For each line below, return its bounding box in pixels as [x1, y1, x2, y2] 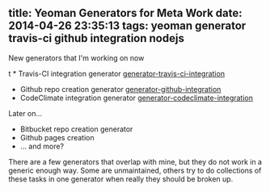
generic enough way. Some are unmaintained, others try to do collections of [8, 165, 262, 175]
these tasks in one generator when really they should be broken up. [8, 173, 234, 184]
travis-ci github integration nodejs [8, 31, 184, 45]
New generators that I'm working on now [8, 52, 145, 63]
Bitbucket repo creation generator [19, 124, 133, 134]
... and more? [19, 141, 65, 151]
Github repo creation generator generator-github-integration [19, 84, 221, 94]
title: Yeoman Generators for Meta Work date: [8, 6, 243, 20]
